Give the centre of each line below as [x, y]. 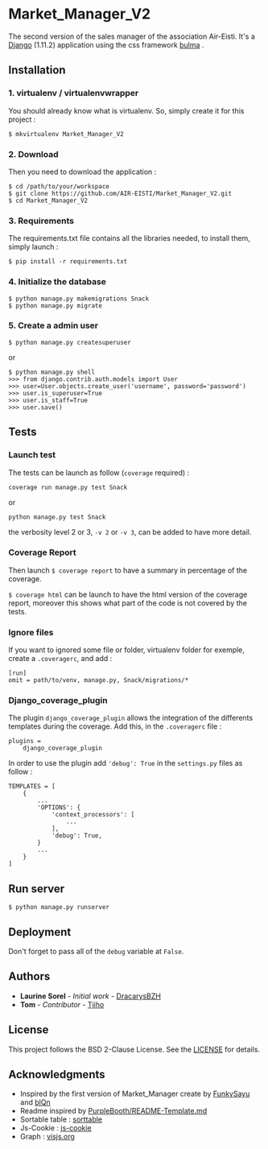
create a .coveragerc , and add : [60, 659]
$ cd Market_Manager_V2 [48, 200]
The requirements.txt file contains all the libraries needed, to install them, [130, 238]
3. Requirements [41, 221]
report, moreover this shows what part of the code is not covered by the [128, 603]
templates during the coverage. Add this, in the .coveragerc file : [115, 726]
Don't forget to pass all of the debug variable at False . [96, 952]
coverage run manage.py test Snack [68, 487]
